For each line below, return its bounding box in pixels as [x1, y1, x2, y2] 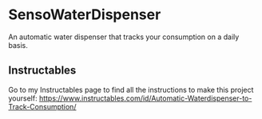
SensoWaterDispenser [8, 6, 161, 24]
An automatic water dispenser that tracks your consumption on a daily [8, 32, 240, 42]
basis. [8, 40, 28, 50]
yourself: [8, 93, 38, 103]
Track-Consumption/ [8, 101, 77, 111]
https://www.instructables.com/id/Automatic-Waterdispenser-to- [38, 93, 252, 103]
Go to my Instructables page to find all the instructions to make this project [8, 85, 254, 94]
